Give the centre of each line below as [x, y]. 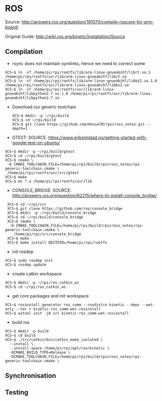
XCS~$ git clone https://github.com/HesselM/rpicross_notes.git [78, 124]
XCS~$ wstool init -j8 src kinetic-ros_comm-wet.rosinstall [67, 313]
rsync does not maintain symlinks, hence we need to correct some [79, 63]
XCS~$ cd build [20, 335]
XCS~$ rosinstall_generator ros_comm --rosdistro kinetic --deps [72, 305]
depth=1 [20, 128]
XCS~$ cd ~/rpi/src [27, 204]
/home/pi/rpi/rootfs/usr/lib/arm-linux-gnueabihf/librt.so [66, 76]
